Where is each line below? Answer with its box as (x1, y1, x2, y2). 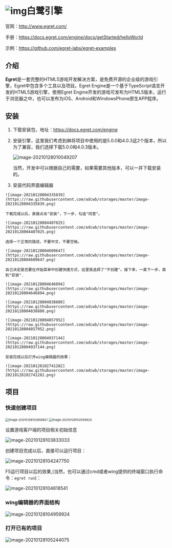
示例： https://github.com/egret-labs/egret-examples (5, 45, 116, 51)
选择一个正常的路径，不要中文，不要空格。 (5, 239, 82, 244)
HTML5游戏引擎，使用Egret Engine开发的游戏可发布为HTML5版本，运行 (14, 89, 166, 95)
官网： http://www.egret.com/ (5, 23, 67, 29)
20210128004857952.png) (5, 326, 56, 332)
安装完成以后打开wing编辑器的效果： (5, 354, 72, 360)
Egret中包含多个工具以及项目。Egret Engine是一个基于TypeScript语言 (14, 82, 161, 88)
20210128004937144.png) (5, 344, 56, 350)
